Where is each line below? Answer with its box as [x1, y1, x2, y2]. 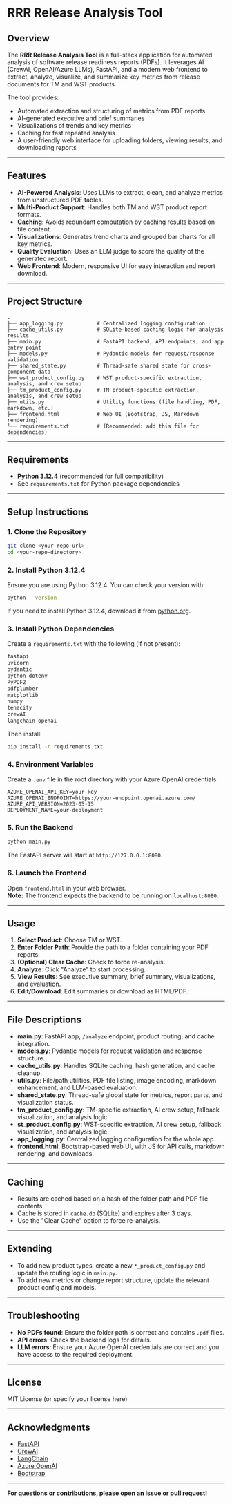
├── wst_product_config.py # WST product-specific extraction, [7, 374, 202, 381]
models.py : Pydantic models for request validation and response [17, 1047, 202, 1055]
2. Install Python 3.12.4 [7, 565, 86, 575]
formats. [17, 210, 41, 218]
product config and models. [17, 1283, 97, 1291]
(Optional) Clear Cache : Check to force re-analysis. [17, 958, 166, 967]
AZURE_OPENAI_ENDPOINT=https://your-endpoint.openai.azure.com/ [7, 794, 196, 802]
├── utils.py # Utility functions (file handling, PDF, [7, 399, 221, 406]
